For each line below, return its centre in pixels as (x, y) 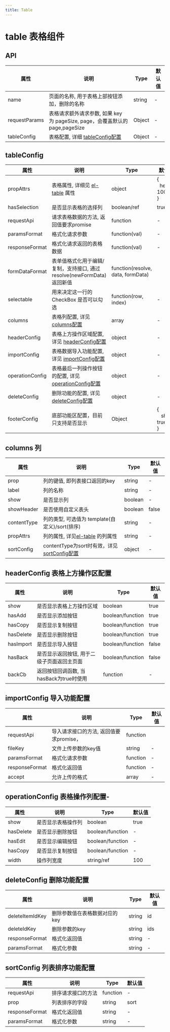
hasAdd (17, 615)
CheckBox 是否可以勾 (77, 300)
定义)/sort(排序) (62, 527)
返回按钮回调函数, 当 (61, 671)
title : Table (19, 10)
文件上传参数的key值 (76, 748)
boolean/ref (125, 208)
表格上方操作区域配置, (78, 334)
